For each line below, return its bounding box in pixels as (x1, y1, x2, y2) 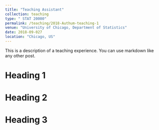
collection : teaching (5, 12, 49, 17)
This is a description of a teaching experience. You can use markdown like (5, 47, 154, 54)
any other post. (5, 53, 35, 58)
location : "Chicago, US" (5, 35, 55, 39)
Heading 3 (5, 114, 48, 126)
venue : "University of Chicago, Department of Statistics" (5, 25, 127, 30)
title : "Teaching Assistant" (5, 7, 64, 12)
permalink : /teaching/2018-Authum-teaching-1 (5, 20, 99, 26)
